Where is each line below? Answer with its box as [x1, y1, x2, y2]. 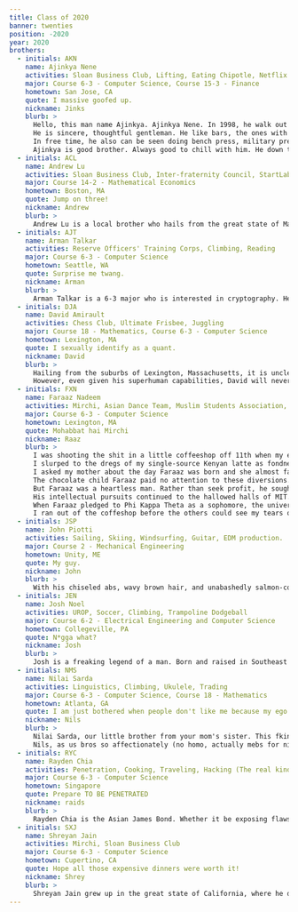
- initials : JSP [17, 517, 77, 526]
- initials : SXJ [17, 823, 77, 832]
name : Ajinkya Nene [25, 63, 98, 72]
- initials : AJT [17, 228, 77, 236]
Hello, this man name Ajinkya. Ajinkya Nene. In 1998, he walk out [32, 121, 288, 130]
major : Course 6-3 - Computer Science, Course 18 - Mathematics [25, 691, 268, 700]
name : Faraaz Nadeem [25, 393, 101, 403]
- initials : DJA [17, 302, 77, 311]
